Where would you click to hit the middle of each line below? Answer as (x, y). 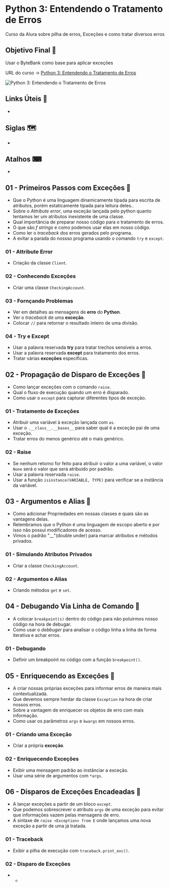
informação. (25, 715)
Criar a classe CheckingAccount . (46, 565)
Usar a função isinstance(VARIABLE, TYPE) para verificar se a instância (88, 480)
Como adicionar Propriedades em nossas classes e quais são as (81, 514)
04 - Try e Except (27, 336)
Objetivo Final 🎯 (31, 50)
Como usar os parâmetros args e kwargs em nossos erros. (74, 721)
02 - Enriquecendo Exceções (42, 759)
